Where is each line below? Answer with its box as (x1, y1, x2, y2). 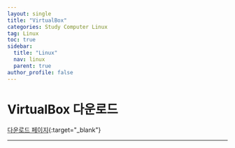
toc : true (7, 36, 36, 43)
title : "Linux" (13, 50, 58, 57)
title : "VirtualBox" (7, 17, 68, 24)
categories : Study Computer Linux (7, 23, 108, 30)
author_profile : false (7, 69, 73, 76)
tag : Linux (7, 29, 39, 37)
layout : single (7, 10, 52, 18)
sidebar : (7, 43, 33, 50)
